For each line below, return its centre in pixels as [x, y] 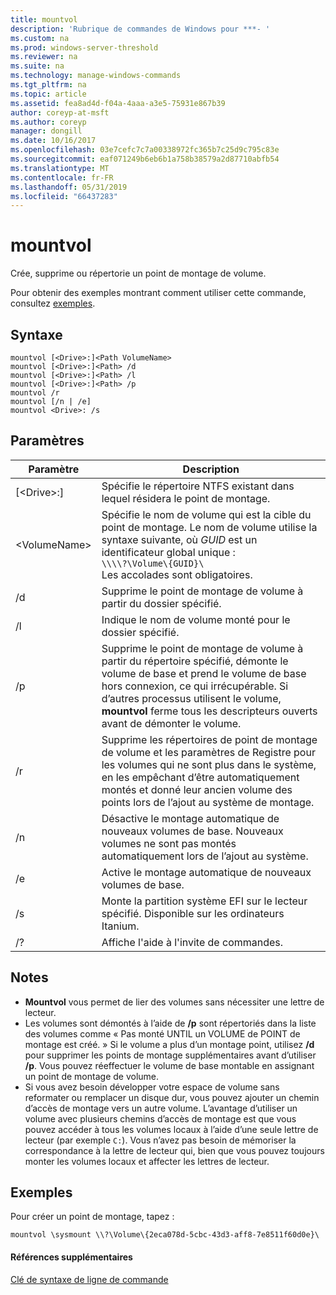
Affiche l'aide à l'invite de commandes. [192, 942]
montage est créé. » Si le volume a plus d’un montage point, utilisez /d [169, 1044]
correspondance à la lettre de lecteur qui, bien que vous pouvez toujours [174, 1150]
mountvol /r [35, 393]
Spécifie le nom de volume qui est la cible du [206, 514]
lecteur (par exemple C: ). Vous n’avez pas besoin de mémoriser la [160, 1140]
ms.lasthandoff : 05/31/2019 [69, 187]
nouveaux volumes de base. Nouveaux [192, 831]
